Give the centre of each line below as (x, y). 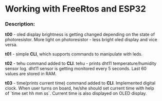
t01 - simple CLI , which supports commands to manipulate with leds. (74, 54)
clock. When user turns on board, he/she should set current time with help (80, 88)
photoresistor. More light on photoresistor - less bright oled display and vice (81, 40)
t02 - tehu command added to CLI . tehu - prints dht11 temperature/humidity (81, 63)
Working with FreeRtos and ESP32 (76, 9)
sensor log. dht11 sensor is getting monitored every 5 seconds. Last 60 (76, 69)
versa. (11, 45)
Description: (20, 24)
